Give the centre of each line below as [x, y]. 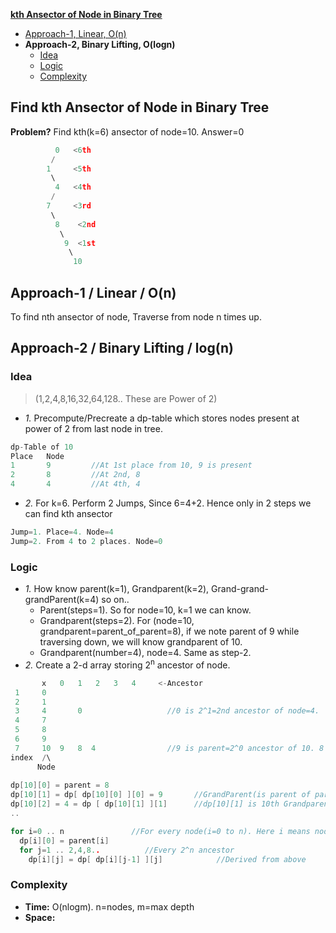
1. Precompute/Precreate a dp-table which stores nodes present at [162, 418]
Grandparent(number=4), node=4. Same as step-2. [145, 653]
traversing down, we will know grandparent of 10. [141, 642]
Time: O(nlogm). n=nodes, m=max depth [109, 906]
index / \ [31, 757]
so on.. [115, 600]
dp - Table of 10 [42, 447]
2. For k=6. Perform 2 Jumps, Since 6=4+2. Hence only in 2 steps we [168, 503]
